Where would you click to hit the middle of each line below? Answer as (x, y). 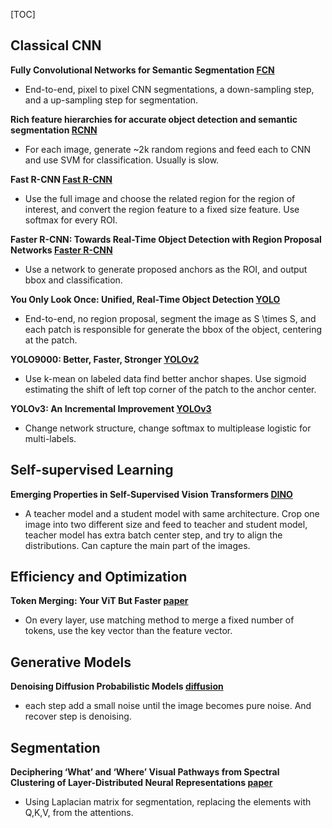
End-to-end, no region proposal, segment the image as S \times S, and (170, 318)
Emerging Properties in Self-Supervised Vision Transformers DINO (151, 494)
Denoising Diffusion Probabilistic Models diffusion (117, 686)
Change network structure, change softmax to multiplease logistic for (168, 428)
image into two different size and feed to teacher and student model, (166, 524)
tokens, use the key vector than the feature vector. (128, 631)
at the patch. (51, 340)
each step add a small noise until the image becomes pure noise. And (168, 706)
